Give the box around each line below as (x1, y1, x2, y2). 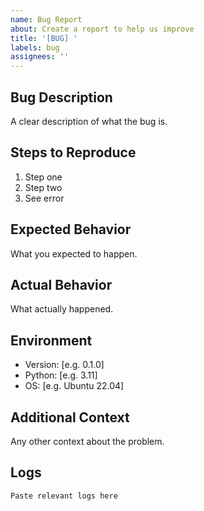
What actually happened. (10, 303, 114, 315)
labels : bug (10, 42, 60, 53)
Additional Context (10, 409, 130, 426)
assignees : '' (10, 52, 70, 62)
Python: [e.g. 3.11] (24, 369, 98, 381)
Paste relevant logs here (10, 491, 118, 501)
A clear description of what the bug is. (10, 115, 168, 127)
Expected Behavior (10, 221, 132, 238)
